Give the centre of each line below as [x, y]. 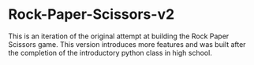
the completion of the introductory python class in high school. [110, 52]
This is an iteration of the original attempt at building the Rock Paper [119, 36]
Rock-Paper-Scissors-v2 [92, 14]
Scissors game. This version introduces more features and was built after [127, 44]
